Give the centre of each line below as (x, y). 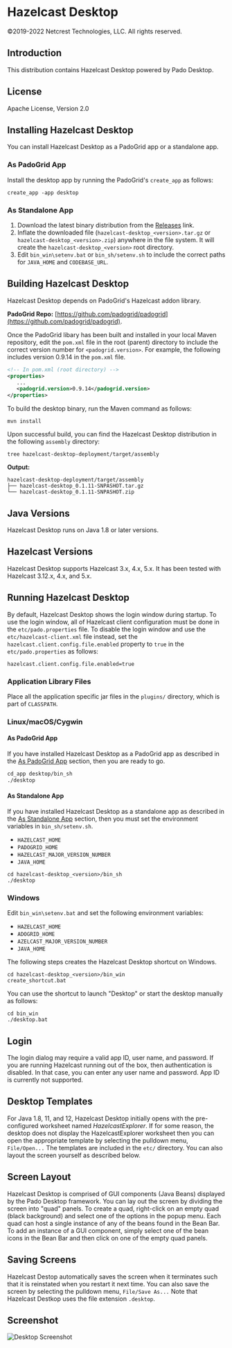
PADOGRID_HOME (37, 847)
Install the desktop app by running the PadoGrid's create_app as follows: (110, 180)
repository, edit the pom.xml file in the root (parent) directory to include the (113, 342)
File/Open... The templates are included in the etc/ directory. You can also (115, 1147)
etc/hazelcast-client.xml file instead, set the (73, 636)
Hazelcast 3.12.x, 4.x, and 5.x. (50, 576)
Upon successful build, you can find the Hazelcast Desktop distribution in (112, 434)
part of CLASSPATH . (33, 703)
